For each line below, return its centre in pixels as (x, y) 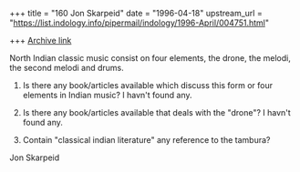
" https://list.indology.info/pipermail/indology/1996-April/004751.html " (139, 23)
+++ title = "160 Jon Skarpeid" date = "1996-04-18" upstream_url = (136, 13)
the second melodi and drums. (67, 68)
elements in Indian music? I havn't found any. (107, 95)
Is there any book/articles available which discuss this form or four (148, 85)
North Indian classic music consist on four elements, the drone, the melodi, (150, 58)
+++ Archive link (41, 40)
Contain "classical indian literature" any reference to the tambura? (146, 140)
